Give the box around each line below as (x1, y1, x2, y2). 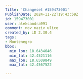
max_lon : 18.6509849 (9, 58, 52, 63)
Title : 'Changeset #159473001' (5, 7, 70, 12)
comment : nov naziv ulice (5, 26, 58, 31)
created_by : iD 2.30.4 (5, 30, 52, 35)
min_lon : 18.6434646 (9, 48, 52, 53)
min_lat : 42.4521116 (9, 53, 52, 58)
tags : (5, 35, 16, 40)
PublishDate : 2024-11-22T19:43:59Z (5, 12, 79, 17)
